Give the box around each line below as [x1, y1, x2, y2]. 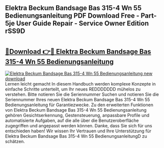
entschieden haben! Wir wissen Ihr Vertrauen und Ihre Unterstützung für [5, 128, 151, 134]
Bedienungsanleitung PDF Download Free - [5, 12, 140, 20]
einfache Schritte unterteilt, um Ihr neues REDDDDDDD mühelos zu [5, 86, 141, 92]
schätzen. [5, 139, 26, 144]
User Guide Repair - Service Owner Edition [16, 19, 149, 28]
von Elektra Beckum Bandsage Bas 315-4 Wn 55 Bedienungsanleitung [5, 107, 147, 113]
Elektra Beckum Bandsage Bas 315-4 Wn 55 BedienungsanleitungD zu [5, 133, 147, 139]
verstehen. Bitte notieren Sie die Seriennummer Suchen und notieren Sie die [5, 91, 159, 97]
